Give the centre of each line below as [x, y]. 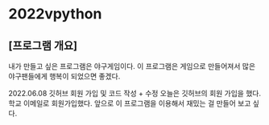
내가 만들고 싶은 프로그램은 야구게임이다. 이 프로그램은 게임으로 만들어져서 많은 [132, 66]
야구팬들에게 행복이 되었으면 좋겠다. [64, 76]
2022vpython [55, 14]
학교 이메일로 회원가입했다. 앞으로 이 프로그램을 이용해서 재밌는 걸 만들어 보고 [130, 103]
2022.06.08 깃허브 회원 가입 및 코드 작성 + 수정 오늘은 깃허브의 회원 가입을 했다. [135, 93]
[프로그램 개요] [43, 45]
